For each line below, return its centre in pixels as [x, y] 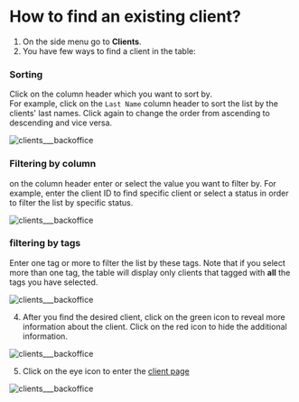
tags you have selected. [54, 282]
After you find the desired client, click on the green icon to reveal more [154, 316]
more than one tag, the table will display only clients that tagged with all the [150, 272]
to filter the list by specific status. [71, 202]
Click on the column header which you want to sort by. [111, 94]
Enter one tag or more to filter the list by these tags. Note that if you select [148, 262]
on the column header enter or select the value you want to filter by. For [143, 183]
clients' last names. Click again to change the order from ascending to [140, 114]
